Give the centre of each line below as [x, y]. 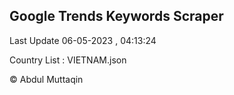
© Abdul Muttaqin [46, 79]
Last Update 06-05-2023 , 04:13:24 [83, 40]
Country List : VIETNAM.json [68, 60]
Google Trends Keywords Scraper [116, 16]
